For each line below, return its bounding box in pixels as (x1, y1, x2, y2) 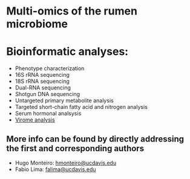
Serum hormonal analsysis (15, 110, 82, 117)
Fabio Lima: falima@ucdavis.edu (15, 165, 96, 173)
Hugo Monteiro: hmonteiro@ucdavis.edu (15, 159, 117, 166)
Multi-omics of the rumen (6, 4, 138, 18)
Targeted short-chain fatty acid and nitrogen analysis (15, 103, 148, 111)
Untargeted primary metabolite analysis (15, 97, 114, 104)
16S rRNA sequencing (15, 71, 70, 79)
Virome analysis (15, 116, 56, 123)
